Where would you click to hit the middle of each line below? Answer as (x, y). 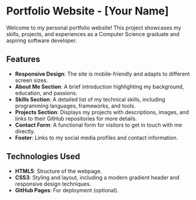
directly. (25, 131)
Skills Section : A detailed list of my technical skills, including (90, 99)
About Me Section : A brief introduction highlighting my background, (100, 86)
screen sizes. (31, 80)
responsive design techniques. (53, 184)
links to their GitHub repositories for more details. (76, 118)
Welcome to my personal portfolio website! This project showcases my (94, 28)
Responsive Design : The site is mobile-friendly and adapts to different (103, 74)
